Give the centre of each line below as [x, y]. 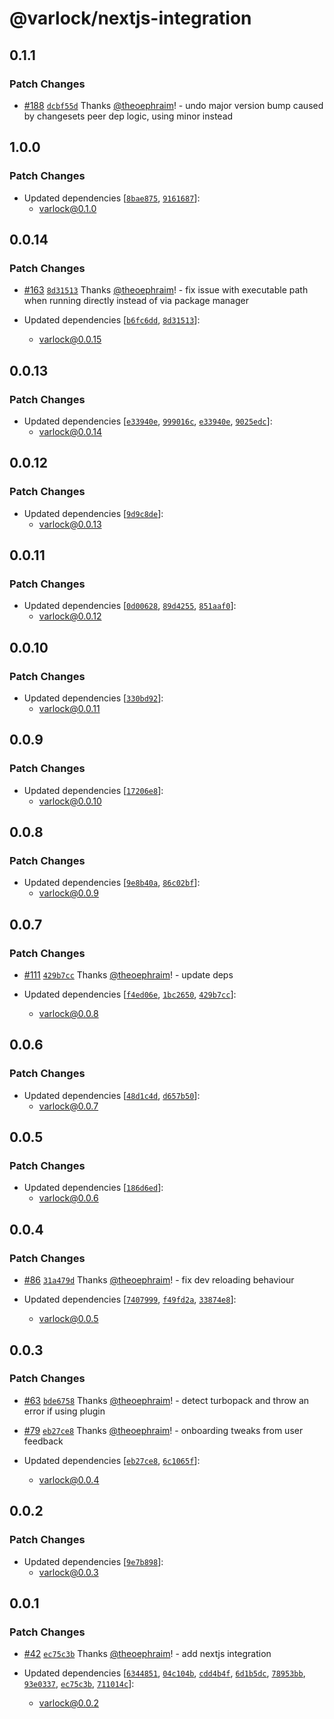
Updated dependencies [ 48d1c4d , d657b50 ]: [112, 1095]
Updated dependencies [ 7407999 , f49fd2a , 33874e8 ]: [130, 1299]
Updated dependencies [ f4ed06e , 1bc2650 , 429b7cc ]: [130, 994]
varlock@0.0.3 [68, 1572]
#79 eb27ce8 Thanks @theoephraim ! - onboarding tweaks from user [163, 1430]
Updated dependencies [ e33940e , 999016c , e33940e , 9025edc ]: [148, 421]
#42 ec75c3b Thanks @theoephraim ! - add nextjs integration [147, 1654]
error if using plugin [64, 1411]
